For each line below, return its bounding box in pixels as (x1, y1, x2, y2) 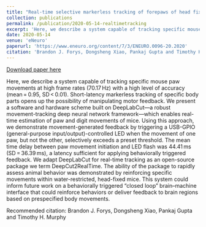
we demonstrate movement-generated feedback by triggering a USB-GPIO (6, 123, 196, 131)
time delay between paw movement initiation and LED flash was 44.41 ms (6, 142, 191, 150)
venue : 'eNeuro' (6, 37, 48, 44)
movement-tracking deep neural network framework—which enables (6, 110, 181, 117)
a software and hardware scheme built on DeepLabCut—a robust (6, 104, 171, 111)
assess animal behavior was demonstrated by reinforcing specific (6, 169, 172, 176)
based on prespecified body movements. (6, 194, 110, 202)
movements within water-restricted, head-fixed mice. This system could (6, 175, 189, 183)
